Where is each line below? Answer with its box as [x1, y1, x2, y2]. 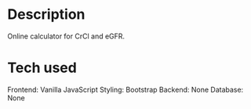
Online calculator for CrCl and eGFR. [7, 31, 125, 41]
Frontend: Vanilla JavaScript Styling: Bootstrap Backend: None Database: [7, 85, 244, 94]
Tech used [7, 59, 78, 77]
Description [7, 5, 85, 24]
